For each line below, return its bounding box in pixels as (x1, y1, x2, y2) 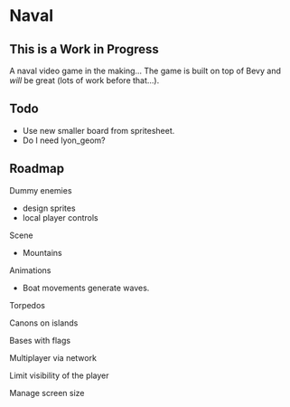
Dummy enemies (9, 185, 72, 195)
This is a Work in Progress (9, 42, 160, 57)
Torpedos (9, 299, 45, 310)
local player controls (22, 212, 98, 222)
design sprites (22, 203, 76, 213)
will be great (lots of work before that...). (9, 75, 160, 86)
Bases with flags (9, 335, 70, 345)
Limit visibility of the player (9, 370, 110, 381)
